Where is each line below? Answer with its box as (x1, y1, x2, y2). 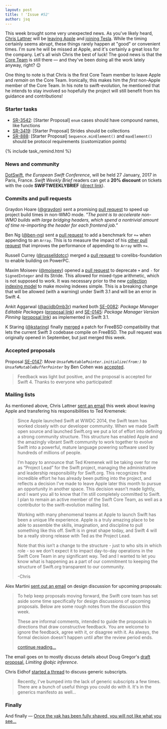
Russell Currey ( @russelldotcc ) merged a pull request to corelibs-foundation (5, 252, 162, 258)
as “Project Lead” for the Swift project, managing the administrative (17, 464, 156, 470)
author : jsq (5, 17, 30, 22)
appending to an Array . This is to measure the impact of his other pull (5, 237, 148, 243)
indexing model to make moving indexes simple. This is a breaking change (5, 283, 158, 289)
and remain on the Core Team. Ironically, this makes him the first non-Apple (5, 77, 161, 83)
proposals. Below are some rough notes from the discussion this (17, 603, 150, 609)
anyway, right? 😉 (5, 62, 41, 68)
